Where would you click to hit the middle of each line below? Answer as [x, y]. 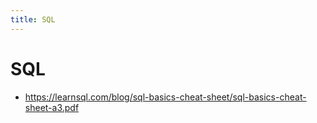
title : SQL [33, 19]
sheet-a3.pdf [52, 107]
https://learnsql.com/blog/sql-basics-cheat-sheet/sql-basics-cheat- [165, 97]
